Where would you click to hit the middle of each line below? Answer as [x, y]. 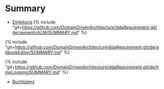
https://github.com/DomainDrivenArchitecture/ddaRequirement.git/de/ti [87, 67]
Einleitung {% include [34, 22]
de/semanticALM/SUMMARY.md [45, 32]
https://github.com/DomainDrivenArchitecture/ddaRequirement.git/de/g [87, 47]
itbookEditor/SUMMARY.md [33, 52]
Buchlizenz [23, 82]
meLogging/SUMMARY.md [32, 72]
